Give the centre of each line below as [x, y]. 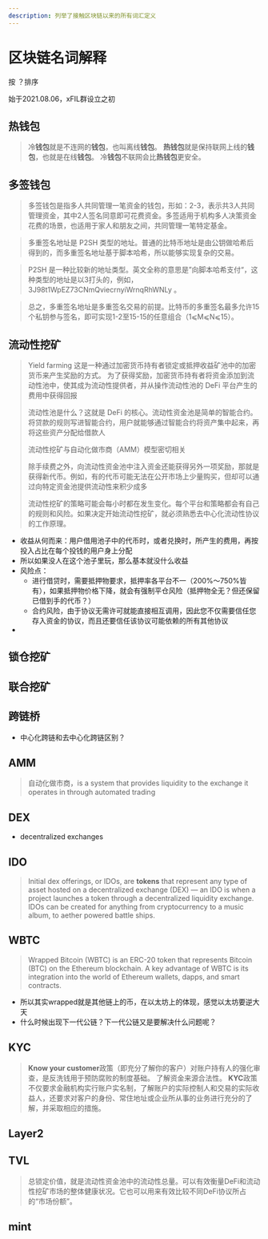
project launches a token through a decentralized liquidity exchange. [141, 898]
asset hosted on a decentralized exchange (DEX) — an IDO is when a [142, 890]
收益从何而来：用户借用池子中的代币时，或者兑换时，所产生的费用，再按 [139, 541]
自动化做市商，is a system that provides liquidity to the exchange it [138, 783]
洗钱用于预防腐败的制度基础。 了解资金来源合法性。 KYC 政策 [156, 1078]
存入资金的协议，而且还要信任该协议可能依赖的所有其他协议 [130, 621]
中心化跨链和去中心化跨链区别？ [72, 737]
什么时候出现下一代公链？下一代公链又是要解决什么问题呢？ [118, 1022]
